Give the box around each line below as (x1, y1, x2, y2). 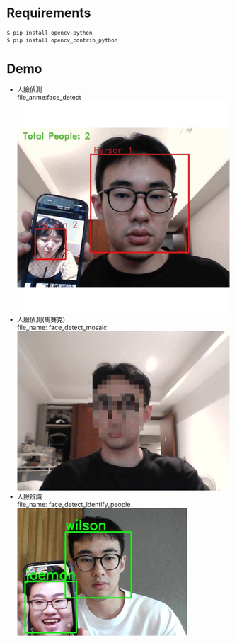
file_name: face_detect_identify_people (16, 500, 131, 508)
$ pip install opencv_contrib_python (6, 37, 118, 44)
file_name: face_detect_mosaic (16, 323, 108, 331)
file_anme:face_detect (16, 93, 82, 101)
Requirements (6, 5, 91, 21)
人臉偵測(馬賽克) (16, 315, 66, 324)
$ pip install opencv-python (6, 29, 93, 36)
